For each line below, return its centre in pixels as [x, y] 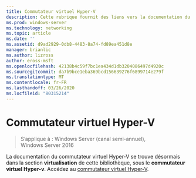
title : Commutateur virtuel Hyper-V [51, 11]
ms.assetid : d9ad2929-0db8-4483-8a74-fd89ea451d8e [69, 45]
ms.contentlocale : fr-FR [36, 83]
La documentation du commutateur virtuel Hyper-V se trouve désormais [93, 156]
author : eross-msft [30, 61]
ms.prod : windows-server [36, 22]
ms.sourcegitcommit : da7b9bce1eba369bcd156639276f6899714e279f [85, 72]
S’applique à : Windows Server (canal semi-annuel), [83, 139]
